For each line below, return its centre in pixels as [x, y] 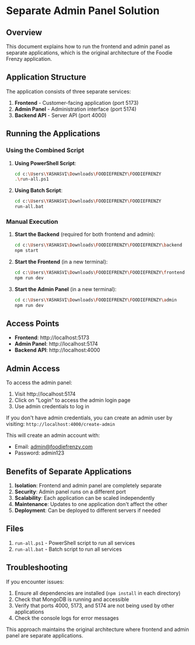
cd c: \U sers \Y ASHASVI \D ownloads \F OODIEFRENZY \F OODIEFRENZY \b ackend [98, 245]
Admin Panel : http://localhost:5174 [56, 344]
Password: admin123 [39, 453]
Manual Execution [32, 221]
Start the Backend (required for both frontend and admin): [85, 234]
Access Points [33, 323]
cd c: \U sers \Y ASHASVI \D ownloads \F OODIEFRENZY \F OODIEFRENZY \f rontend [100, 273]
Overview [24, 33]
